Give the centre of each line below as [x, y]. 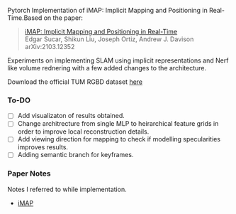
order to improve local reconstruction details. [83, 132]
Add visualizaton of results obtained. [71, 116]
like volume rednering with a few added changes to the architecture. [107, 68]
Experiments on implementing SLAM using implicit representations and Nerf [118, 60]
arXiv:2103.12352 [50, 47]
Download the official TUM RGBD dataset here [75, 82]
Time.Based [25, 18]
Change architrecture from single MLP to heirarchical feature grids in [118, 124]
